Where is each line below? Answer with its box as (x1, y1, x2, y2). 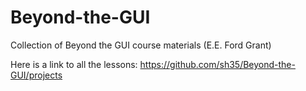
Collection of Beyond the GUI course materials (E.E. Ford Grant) (10, 39, 272, 51)
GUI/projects (10, 69, 63, 81)
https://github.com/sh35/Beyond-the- (139, 58, 296, 70)
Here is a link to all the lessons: (10, 58, 138, 70)
